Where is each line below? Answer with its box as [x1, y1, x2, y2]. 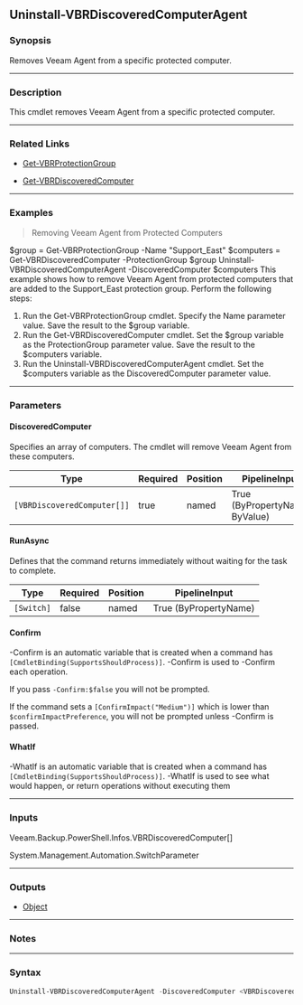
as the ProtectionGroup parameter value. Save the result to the [22, 339, 255, 350]
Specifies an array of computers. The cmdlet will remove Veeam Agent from [9, 441, 292, 452]
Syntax [9, 966, 41, 979]
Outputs [9, 880, 47, 893]
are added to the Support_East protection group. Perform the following [9, 283, 272, 294]
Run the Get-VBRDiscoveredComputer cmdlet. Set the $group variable [22, 329, 284, 340]
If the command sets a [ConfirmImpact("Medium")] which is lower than [9, 701, 270, 712]
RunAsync [9, 535, 50, 546]
